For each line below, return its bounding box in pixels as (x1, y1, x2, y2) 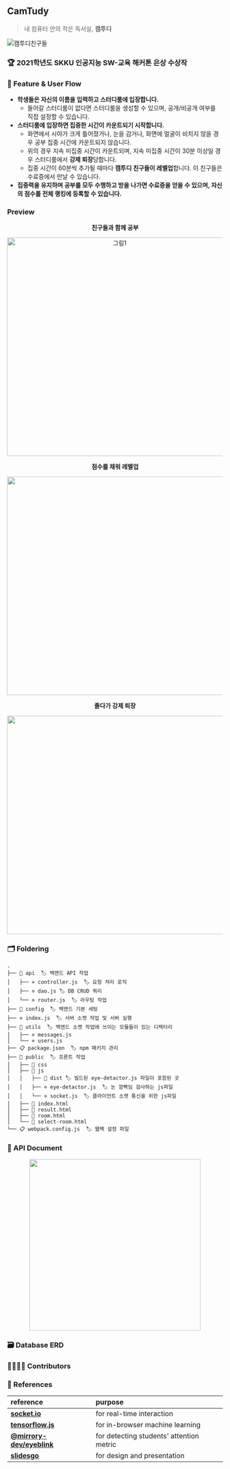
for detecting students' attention (95, 1431, 200, 1441)
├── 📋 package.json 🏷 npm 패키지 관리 (7, 1045, 118, 1052)
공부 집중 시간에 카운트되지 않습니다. (34, 138, 132, 147)
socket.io (10, 1409, 41, 1418)
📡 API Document (7, 1143, 63, 1152)
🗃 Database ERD (7, 1340, 64, 1350)
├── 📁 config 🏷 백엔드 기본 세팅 (7, 1006, 98, 1012)
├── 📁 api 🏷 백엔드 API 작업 (7, 969, 89, 976)
